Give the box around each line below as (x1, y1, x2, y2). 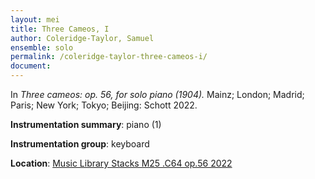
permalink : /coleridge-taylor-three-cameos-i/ (10, 52, 208, 62)
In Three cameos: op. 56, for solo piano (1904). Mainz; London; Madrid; (10, 89, 305, 100)
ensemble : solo (10, 42, 74, 53)
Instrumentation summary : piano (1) (10, 119, 162, 130)
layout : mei (10, 14, 60, 25)
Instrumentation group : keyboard (10, 138, 150, 150)
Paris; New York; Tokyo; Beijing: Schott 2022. (10, 99, 198, 111)
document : (10, 61, 52, 71)
